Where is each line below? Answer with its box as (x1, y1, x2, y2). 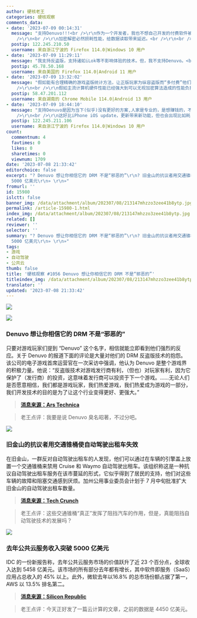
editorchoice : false (6, 167, 57, 173)
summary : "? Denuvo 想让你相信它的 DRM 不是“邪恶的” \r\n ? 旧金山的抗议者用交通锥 (6, 233, 191, 239)
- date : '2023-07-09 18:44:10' (6, 101, 83, 108)
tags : (6, 243, 19, 250)
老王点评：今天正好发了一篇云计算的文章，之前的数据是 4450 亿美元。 (20, 606, 191, 613)
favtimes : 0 (11, 139, 41, 146)
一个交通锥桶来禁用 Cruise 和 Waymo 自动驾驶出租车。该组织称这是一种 (11, 462, 185, 469)
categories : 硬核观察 (6, 14, 56, 20)
